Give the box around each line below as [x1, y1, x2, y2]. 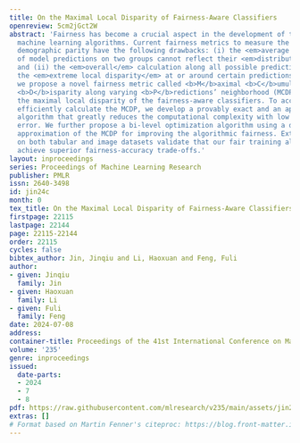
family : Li [17, 296, 58, 305]
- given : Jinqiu [9, 271, 70, 280]
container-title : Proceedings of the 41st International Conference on [9, 337, 281, 346]
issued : [9, 362, 38, 371]
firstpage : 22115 [9, 212, 74, 221]
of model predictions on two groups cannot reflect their [17, 54, 238, 63]
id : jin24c [9, 188, 50, 196]
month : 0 [9, 196, 42, 205]
